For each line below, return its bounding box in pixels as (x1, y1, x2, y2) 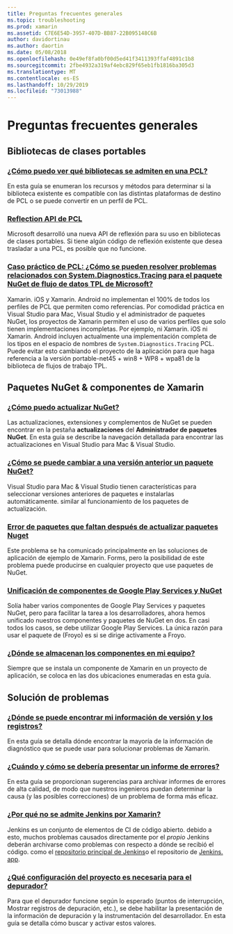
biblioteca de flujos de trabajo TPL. (7, 361, 108, 370)
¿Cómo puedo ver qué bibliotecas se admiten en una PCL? (7, 166, 208, 176)
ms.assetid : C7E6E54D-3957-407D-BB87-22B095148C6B (7, 29, 157, 37)
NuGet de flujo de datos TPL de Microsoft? (7, 279, 153, 289)
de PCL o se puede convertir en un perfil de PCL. (7, 197, 148, 205)
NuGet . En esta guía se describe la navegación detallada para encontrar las (7, 433, 224, 441)
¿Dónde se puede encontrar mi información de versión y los (7, 712, 214, 722)
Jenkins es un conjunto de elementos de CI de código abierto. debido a (7, 825, 212, 834)
